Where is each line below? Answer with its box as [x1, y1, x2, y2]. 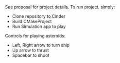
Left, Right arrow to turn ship [12, 42, 69, 48]
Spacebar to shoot [12, 52, 50, 58]
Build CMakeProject [12, 19, 52, 24]
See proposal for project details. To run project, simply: [5, 4, 115, 10]
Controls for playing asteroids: [5, 33, 66, 38]
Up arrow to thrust [12, 48, 49, 53]
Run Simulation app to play [12, 24, 66, 29]
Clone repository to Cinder [12, 13, 66, 19]
